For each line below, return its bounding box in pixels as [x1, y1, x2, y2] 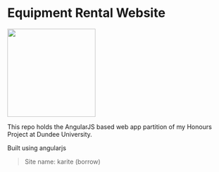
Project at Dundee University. [7, 130, 93, 138]
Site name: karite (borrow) [24, 157, 101, 166]
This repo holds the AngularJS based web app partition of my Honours [7, 122, 213, 131]
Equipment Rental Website [7, 5, 165, 21]
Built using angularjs [7, 143, 67, 152]
